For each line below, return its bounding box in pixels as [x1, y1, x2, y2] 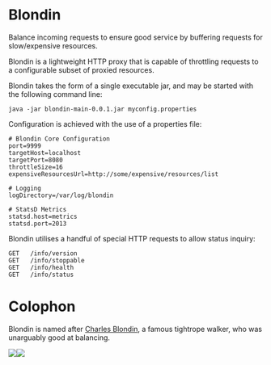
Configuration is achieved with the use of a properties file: [8, 119, 202, 128]
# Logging [8, 184, 42, 192]
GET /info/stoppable [8, 256, 85, 264]
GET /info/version [8, 249, 78, 258]
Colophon [8, 297, 76, 316]
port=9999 [8, 141, 42, 150]
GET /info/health [8, 263, 74, 271]
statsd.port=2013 [8, 220, 67, 228]
